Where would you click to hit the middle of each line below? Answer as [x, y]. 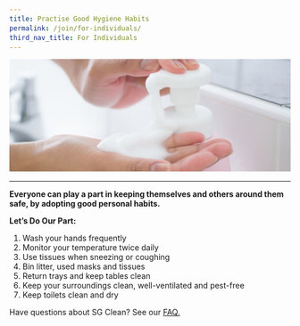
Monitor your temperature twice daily [90, 248]
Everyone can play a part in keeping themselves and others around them [146, 194]
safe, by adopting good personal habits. [85, 204]
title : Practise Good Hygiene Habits [79, 19]
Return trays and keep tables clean [86, 276]
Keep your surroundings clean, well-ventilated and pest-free [133, 286]
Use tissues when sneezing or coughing [96, 257]
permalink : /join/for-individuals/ [75, 28]
